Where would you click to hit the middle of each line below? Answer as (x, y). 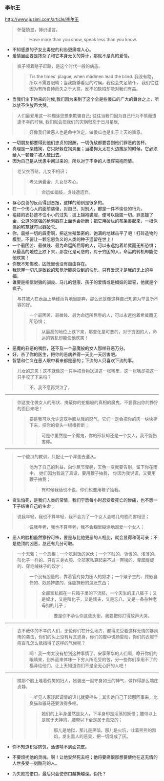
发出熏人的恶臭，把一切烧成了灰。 (96, 736)
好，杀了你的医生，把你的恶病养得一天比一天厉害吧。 (66, 355)
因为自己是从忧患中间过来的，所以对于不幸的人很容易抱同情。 (74, 161)
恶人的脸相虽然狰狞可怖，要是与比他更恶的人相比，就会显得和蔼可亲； (83, 538)
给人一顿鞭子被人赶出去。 (38, 155)
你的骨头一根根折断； (68, 425)
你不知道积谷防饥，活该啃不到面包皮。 (51, 747)
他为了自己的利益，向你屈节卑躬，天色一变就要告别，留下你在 (91, 467)
